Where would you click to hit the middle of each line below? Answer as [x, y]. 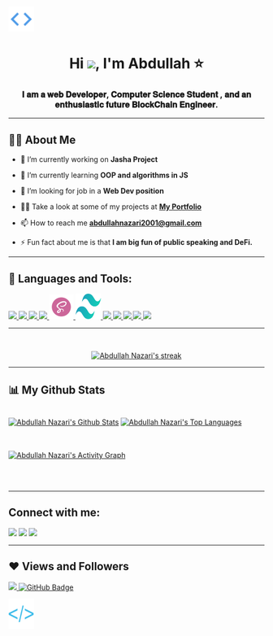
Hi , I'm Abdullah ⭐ [136, 64]
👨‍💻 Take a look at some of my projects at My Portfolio [110, 207]
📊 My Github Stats [57, 390]
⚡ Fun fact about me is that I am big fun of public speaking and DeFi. [136, 242]
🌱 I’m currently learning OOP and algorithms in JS [104, 175]
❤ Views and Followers [69, 566]
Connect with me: [54, 513]
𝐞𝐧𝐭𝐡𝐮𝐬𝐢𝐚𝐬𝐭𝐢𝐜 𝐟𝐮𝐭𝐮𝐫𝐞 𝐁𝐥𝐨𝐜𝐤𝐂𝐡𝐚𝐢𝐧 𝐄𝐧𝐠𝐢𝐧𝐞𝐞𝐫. [136, 105]
